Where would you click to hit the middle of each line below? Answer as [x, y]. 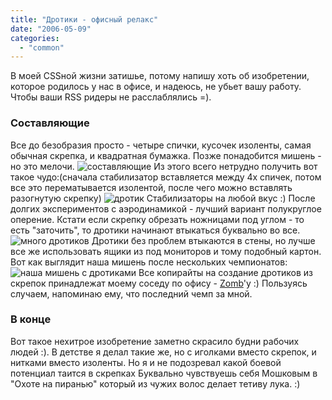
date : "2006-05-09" [51, 29]
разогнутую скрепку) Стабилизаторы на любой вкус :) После [163, 198]
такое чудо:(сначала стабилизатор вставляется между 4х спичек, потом [166, 177]
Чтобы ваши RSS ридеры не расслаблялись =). [111, 97]
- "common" [42, 47]
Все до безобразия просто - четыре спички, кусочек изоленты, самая [161, 145]
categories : [35, 38]
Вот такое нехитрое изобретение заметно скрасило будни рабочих [155, 341]
